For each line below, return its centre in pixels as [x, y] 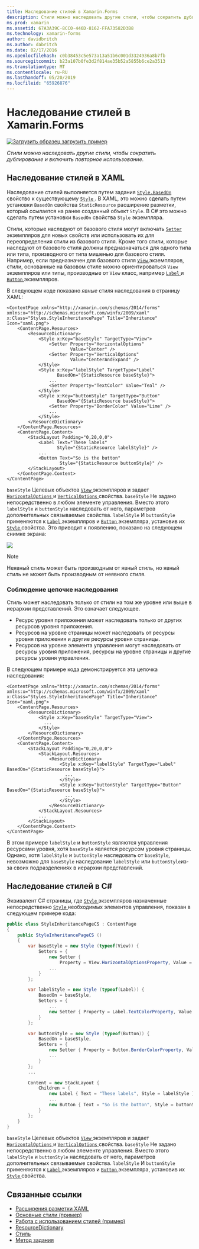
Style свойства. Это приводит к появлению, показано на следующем [94, 527]
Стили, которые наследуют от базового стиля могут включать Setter [94, 229]
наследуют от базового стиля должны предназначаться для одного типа [99, 248]
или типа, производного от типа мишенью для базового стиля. [86, 254]
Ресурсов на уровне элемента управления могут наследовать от [98, 646]
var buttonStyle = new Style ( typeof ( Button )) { [89, 1033]
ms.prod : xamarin [28, 23]
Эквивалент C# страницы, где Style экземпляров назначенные [87, 900]
